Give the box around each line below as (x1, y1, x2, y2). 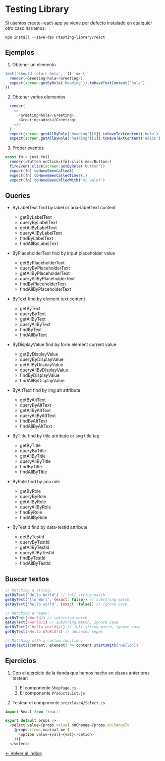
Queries (5, 191, 31, 200)
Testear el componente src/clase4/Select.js (12, 699, 106, 705)
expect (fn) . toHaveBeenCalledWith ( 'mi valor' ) (9, 177, 106, 182)
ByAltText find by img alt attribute (12, 387, 81, 393)
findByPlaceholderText (19, 281, 66, 287)
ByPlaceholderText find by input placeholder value (12, 250, 115, 256)
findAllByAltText (19, 423, 53, 429)
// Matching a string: (5, 588, 52, 593)
